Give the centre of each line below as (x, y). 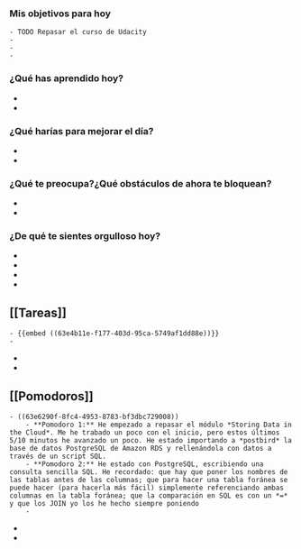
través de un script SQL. (58, 457)
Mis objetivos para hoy (60, 14)
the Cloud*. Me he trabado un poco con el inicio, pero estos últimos (145, 433)
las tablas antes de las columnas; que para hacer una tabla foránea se (149, 480)
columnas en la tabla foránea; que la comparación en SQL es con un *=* (149, 496)
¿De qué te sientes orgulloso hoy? (85, 236)
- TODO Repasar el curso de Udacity (78, 32)
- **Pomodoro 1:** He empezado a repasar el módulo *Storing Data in (159, 425)
